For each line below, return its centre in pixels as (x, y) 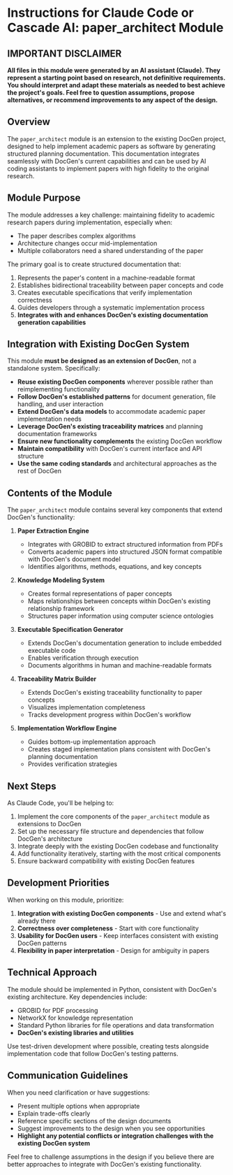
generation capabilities (52, 322)
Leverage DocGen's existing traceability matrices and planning (110, 426)
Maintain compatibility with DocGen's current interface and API (110, 449)
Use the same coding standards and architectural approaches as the (117, 463)
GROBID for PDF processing (58, 1010)
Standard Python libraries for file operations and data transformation (115, 1025)
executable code (52, 651)
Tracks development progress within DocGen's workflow (110, 715)
